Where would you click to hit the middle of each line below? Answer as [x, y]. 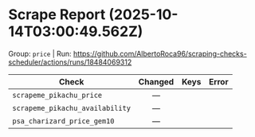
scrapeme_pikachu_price [57, 95]
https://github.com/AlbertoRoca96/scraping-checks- [160, 53]
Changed [156, 81]
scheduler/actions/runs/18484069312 [70, 62]
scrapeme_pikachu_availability [72, 108]
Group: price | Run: [40, 53]
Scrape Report [57, 15]
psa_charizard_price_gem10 [63, 121]
